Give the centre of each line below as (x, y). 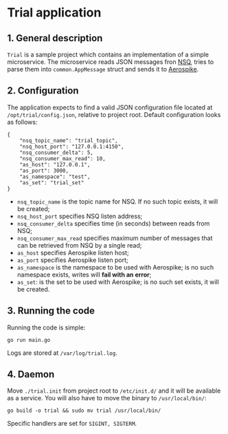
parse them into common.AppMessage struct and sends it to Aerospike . (103, 69)
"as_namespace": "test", (55, 177)
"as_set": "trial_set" (52, 183)
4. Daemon (31, 375)
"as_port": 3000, (44, 171)
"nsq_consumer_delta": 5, (57, 153)
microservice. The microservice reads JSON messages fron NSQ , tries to (111, 62)
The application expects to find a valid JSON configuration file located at (110, 107)
